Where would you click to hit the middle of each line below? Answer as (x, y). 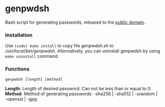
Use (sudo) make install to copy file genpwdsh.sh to (60, 46)
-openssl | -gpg (21, 99)
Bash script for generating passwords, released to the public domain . (75, 22)
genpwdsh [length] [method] (34, 79)
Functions (17, 69)
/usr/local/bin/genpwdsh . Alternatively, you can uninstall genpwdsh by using (83, 51)
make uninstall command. (32, 56)
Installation (19, 35)
